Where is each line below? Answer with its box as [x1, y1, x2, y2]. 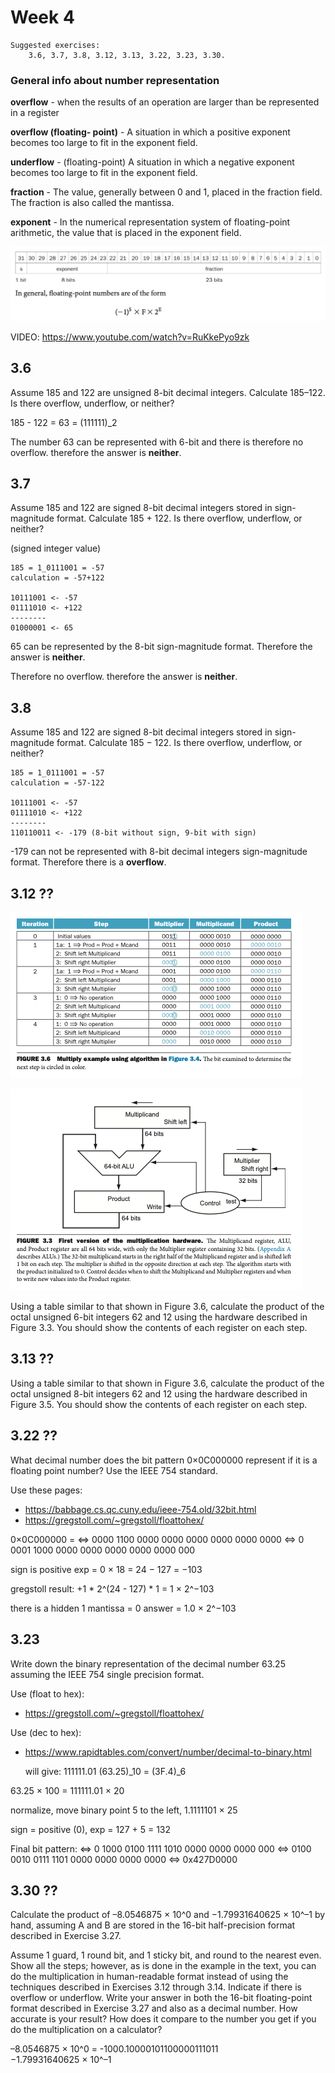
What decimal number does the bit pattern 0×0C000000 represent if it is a [10, 1454, 318, 1466]
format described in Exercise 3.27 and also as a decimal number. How [10, 2002, 298, 2015]
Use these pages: [10, 1484, 83, 1496]
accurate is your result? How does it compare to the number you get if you [10, 2013, 317, 2025]
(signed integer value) [10, 542, 102, 555]
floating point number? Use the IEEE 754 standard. [10, 1464, 218, 1476]
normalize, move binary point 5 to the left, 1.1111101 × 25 [10, 1804, 238, 1816]
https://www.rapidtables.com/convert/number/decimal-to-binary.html [24, 1746, 312, 1758]
